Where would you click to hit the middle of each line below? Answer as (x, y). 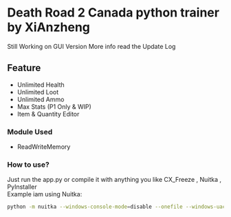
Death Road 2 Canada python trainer (113, 13)
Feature (24, 68)
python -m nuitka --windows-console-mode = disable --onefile (95, 207)
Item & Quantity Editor (48, 114)
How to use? (28, 165)
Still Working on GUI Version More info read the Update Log (91, 46)
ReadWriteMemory (44, 147)
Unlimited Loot (38, 92)
